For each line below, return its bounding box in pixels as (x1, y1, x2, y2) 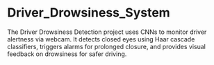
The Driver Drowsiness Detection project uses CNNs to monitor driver (7, 28, 207, 36)
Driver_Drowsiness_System (7, 5, 170, 21)
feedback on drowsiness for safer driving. (7, 50, 127, 58)
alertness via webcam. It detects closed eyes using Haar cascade (7, 35, 195, 43)
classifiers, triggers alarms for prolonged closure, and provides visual (7, 42, 206, 50)
